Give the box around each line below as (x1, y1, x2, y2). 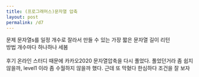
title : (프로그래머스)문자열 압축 (6, 8, 78, 15)
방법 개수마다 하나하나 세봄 (6, 43, 68, 51)
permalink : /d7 (6, 19, 44, 25)
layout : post (6, 14, 39, 20)
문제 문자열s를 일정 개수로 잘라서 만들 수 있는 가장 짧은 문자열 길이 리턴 (6, 36, 170, 43)
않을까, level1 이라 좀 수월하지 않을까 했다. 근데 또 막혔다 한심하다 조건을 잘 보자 (6, 65, 190, 72)
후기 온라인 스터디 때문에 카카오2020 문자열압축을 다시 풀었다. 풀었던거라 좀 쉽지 (6, 57, 194, 65)
